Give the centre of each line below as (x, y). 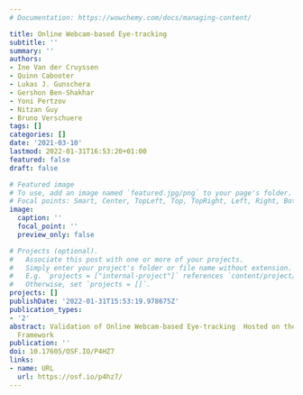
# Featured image (42, 184)
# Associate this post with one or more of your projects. (127, 259)
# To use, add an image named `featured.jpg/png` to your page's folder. (151, 193)
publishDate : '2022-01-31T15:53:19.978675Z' (94, 301)
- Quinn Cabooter (42, 76)
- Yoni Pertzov (38, 101)
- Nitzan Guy (34, 109)
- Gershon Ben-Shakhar (52, 92)
